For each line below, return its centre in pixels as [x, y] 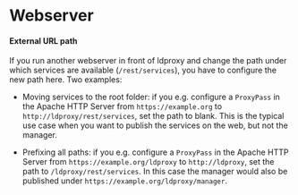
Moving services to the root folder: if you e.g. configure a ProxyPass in [151, 97]
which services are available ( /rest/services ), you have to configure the [143, 70]
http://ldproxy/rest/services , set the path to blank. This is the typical [153, 116]
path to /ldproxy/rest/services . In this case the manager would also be [155, 172]
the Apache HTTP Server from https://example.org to [122, 106]
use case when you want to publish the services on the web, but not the [155, 125]
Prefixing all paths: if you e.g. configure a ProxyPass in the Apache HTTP [155, 152]
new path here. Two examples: [66, 80]
